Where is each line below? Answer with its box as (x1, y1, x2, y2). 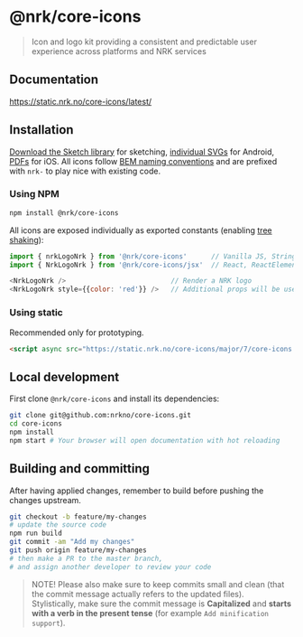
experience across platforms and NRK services (31, 45, 207, 56)
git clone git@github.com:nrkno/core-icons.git (9, 411, 192, 420)
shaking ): (9, 234, 44, 245)
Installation (9, 122, 74, 137)
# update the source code (9, 520, 106, 529)
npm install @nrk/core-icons (9, 208, 119, 218)
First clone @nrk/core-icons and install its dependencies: (9, 393, 220, 404)
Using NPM (9, 188, 60, 201)
